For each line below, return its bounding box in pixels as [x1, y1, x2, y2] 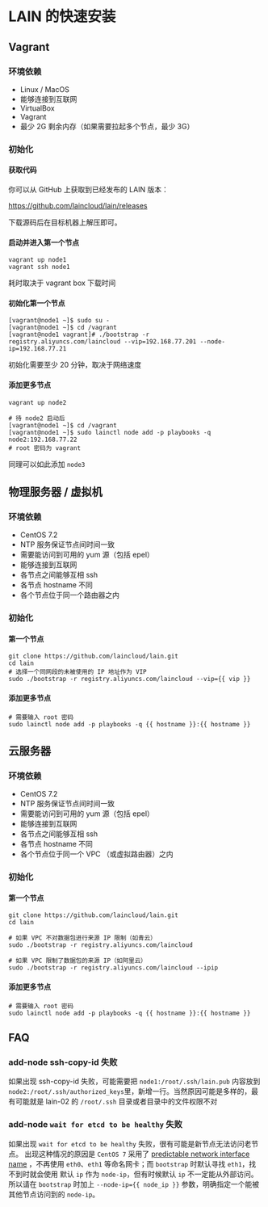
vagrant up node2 [8, 398, 67, 406]
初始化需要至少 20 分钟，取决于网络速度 [8, 360, 142, 370]
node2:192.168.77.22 [8, 435, 78, 444]
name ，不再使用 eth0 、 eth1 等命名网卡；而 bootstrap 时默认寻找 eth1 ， [8, 1159, 249, 1168]
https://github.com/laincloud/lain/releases [8, 201, 148, 210]
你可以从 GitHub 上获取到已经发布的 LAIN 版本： [8, 185, 170, 194]
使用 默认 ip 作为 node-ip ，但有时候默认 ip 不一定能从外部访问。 [43, 1169, 258, 1179]
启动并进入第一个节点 [8, 238, 79, 247]
